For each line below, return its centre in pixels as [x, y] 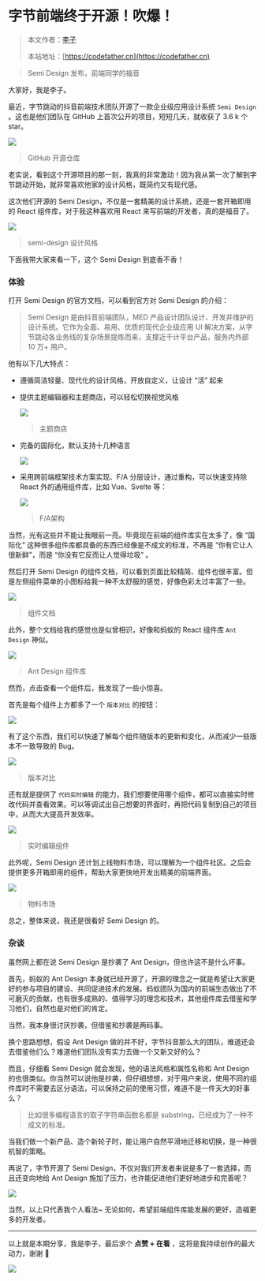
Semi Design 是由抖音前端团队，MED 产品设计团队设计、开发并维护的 [140, 317]
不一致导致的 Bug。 [47, 746]
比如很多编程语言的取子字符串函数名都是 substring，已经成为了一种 [137, 1115]
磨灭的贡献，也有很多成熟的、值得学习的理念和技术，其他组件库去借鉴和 [132, 998]
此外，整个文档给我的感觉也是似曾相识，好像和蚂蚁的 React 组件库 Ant [122, 630]
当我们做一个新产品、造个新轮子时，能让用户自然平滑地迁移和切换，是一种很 [132, 1141]
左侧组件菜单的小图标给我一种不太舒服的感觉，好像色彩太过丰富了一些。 [132, 581]
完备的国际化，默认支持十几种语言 [75, 446]
